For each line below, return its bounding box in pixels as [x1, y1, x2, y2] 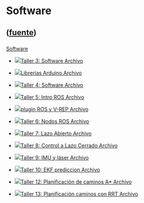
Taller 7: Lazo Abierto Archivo [20, 130, 92, 137]
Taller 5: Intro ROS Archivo [20, 93, 85, 100]
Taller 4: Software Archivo [20, 81, 84, 89]
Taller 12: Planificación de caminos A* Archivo [20, 178, 132, 185]
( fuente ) [6, 28, 37, 38]
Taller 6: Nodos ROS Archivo [20, 117, 90, 124]
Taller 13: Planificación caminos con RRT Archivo [20, 190, 139, 197]
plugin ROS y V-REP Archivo [20, 106, 89, 113]
